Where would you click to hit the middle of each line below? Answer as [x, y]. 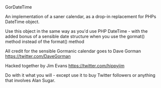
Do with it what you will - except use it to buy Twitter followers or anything [80, 75]
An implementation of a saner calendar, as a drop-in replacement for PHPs [81, 16]
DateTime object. [22, 22]
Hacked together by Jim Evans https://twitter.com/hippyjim [65, 66]
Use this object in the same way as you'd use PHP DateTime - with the [76, 31]
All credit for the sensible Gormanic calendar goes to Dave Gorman [73, 51]
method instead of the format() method [45, 42]
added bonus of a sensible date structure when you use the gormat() [75, 36]
